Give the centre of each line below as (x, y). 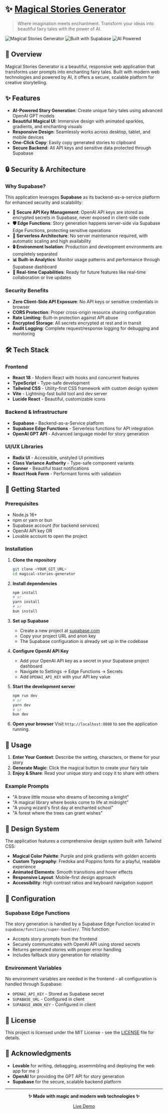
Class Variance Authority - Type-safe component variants (73, 463)
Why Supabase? (25, 186)
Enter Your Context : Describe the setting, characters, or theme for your (86, 757)
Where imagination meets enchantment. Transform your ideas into (85, 23)
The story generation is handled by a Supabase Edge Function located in (80, 924)
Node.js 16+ (25, 515)
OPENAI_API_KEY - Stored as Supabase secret (58, 994)
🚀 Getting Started (33, 489)
